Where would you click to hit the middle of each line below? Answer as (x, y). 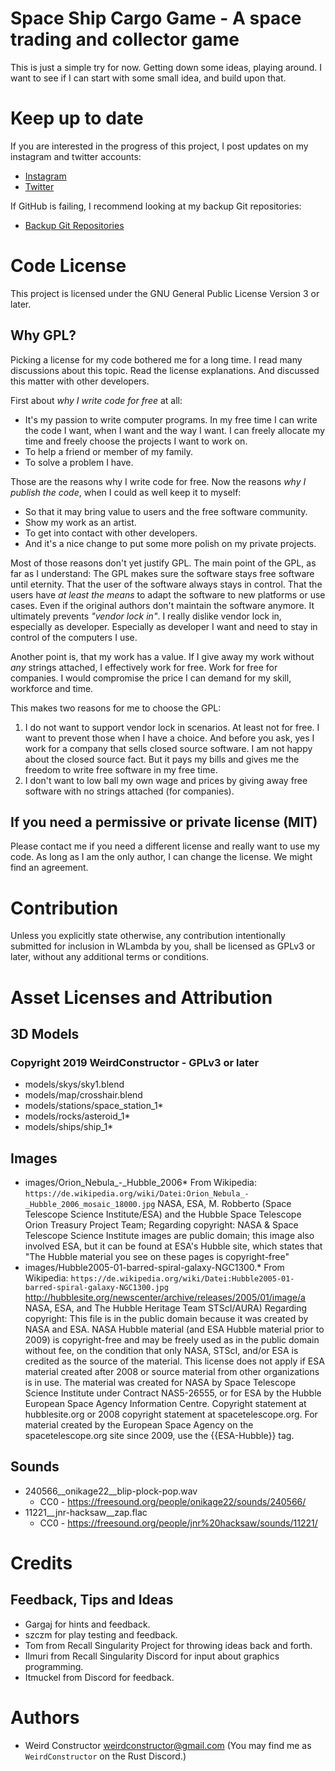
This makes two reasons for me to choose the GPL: (116, 708)
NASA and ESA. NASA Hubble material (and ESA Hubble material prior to (174, 1329)
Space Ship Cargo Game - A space (156, 18)
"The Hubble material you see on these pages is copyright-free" (157, 1257)
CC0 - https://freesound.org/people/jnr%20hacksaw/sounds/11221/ (178, 1523)
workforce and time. (52, 688)
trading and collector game (125, 39)
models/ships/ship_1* (69, 1127)
